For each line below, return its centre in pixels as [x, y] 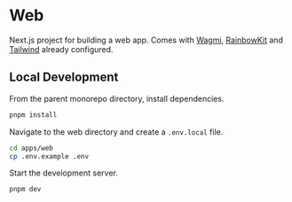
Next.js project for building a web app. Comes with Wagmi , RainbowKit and [146, 40]
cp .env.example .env [49, 156]
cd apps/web [31, 148]
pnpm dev [25, 190]
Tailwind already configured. [61, 49]
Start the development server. [63, 173]
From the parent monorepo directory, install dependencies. [117, 98]
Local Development [64, 78]
